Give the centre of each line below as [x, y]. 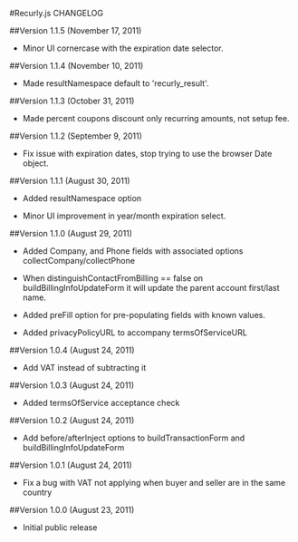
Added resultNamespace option [82, 198]
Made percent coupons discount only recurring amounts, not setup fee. [156, 118]
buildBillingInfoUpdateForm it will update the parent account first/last [151, 288]
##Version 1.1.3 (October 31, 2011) [72, 101]
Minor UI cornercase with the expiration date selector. [123, 48]
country [37, 492]
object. [35, 163]
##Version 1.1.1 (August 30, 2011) [70, 181]
